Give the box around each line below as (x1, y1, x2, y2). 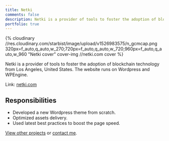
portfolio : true (5, 21, 39, 27)
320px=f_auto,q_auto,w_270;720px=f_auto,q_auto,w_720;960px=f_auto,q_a (5, 46, 162, 52)
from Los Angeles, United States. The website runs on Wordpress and (5, 66, 150, 73)
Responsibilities (5, 96, 57, 105)
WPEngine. (5, 72, 28, 78)
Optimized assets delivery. (12, 115, 68, 121)
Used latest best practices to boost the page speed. (12, 120, 120, 126)
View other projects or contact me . (5, 130, 77, 136)
